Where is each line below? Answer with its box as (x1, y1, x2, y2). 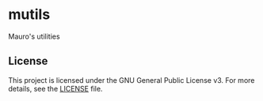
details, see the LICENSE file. (8, 84, 103, 93)
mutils (8, 6, 51, 24)
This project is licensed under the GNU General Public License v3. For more (8, 75, 255, 84)
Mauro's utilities (8, 32, 61, 41)
